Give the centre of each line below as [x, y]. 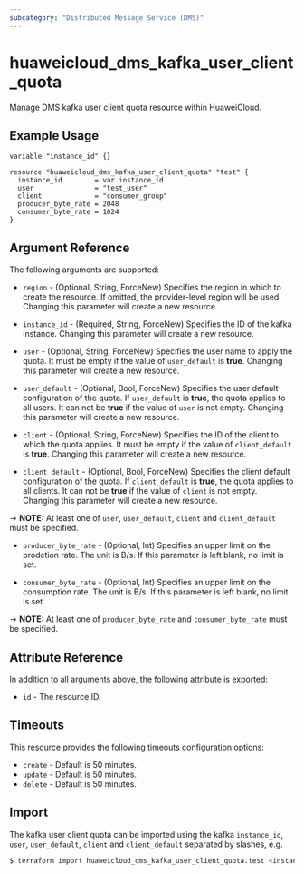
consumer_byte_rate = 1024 [68, 212]
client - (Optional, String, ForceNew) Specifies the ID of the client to [150, 435]
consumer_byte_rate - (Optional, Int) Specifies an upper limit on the [147, 583]
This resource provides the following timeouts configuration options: [137, 747]
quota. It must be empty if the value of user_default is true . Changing [152, 361]
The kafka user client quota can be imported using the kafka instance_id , [147, 834]
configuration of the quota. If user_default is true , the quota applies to [154, 398]
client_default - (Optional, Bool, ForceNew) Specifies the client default [157, 472]
